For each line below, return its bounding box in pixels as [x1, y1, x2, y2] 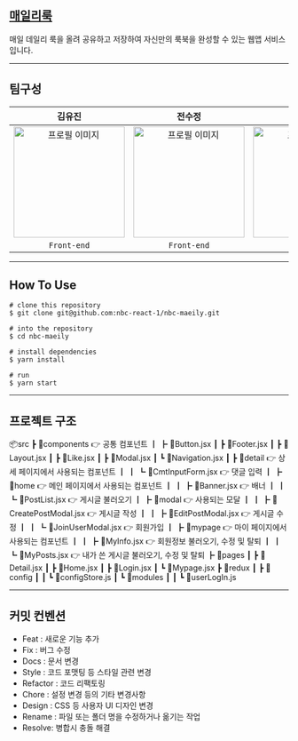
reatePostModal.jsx [9, 508, 86, 519]
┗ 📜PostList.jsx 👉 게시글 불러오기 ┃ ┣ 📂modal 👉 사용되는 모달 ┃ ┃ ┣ [9, 494, 271, 505]
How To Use [9, 278, 77, 293]
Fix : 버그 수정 [21, 645, 71, 656]
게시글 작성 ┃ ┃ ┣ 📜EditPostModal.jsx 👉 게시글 [98, 508, 275, 519]
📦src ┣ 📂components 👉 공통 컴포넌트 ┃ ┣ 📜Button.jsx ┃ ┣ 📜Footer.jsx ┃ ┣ [9, 439, 282, 450]
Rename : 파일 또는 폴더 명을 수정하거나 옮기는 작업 [21, 712, 201, 722]
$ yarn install [9, 355, 66, 364]
